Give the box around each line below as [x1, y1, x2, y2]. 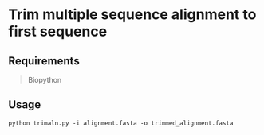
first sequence [8, 22, 108, 40]
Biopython [27, 75, 62, 84]
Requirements [8, 54, 80, 67]
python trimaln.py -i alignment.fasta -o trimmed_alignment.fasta [8, 119, 234, 127]
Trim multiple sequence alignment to [8, 6, 257, 24]
